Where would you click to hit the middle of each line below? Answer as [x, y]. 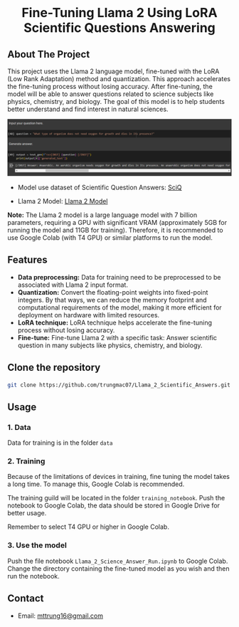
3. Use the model [37, 545]
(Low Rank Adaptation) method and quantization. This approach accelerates [119, 79]
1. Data [19, 427]
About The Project [49, 54]
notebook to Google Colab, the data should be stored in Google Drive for [114, 505]
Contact [26, 599]
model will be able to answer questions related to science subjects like [111, 94]
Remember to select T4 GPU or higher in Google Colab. [88, 527]
